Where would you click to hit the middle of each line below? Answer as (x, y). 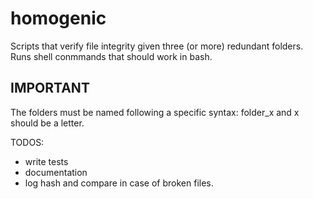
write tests (46, 161)
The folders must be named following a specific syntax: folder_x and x (155, 112)
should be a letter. (47, 123)
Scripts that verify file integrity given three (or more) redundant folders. (157, 46)
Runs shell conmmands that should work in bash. (111, 56)
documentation (56, 172)
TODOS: (27, 142)
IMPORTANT (50, 88)
